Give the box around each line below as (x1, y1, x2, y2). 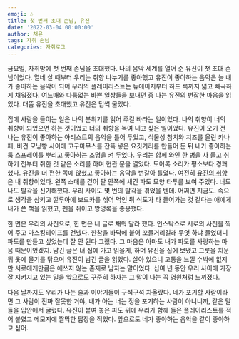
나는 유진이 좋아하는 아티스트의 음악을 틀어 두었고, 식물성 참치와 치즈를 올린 (7, 133, 217, 141)
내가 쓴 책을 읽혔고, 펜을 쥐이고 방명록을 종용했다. (7, 204, 145, 213)
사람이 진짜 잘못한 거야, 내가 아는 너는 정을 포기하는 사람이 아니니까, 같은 (22, 297, 224, 305)
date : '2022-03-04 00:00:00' (7, 24, 94, 31)
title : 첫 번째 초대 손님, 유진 (7, 17, 91, 24)
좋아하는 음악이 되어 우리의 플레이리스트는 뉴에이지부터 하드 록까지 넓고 (14, 82, 213, 90)
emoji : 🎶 (7, 10, 34, 18)
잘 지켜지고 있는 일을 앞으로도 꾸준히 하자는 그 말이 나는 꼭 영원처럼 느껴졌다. (7, 273, 220, 281)
